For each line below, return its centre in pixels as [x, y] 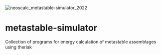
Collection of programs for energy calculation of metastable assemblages [81, 41]
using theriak [19, 47]
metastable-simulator [51, 28]
